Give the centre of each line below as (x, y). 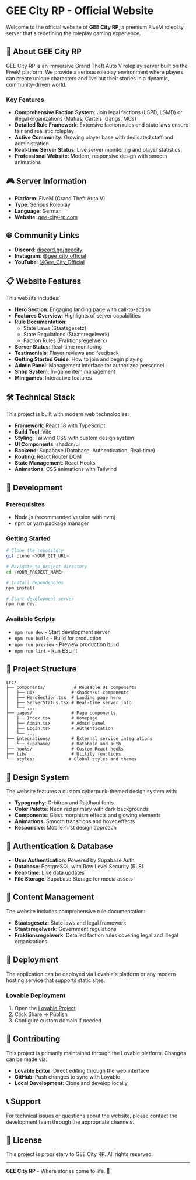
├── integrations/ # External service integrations (79, 739)
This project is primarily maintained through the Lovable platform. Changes (96, 1053)
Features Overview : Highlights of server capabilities (78, 316)
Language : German (38, 211)
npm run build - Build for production (58, 638)
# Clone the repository (35, 551)
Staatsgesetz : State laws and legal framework (70, 922)
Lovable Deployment (36, 995)
